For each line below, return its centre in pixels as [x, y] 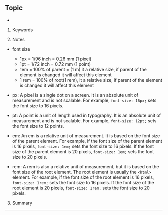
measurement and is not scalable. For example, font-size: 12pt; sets [84, 120]
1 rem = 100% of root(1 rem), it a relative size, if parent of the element [91, 80]
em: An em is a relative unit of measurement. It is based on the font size [86, 135]
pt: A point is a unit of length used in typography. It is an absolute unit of [87, 115]
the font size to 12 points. [38, 126]
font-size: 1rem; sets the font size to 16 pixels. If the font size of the [83, 182]
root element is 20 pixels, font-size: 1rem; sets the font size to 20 [81, 188]
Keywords [23, 30]
